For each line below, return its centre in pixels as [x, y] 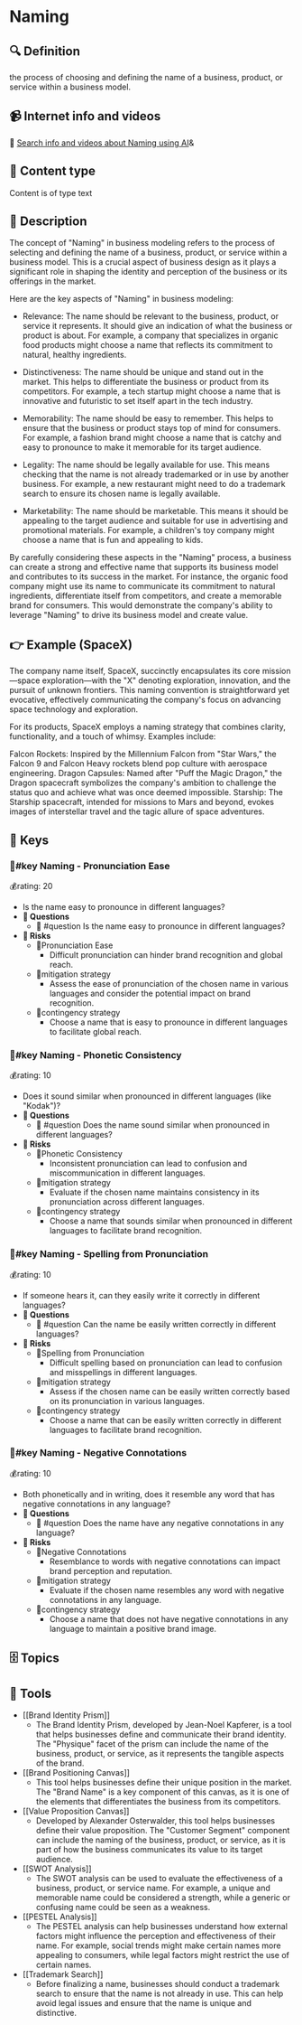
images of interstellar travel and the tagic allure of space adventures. [137, 811]
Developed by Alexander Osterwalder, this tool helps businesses [156, 1821]
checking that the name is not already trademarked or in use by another [156, 474]
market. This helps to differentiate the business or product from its [146, 382]
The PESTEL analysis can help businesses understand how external [162, 1927]
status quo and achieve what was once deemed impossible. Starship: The [146, 792]
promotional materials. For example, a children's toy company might [148, 530]
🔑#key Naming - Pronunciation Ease [90, 866]
